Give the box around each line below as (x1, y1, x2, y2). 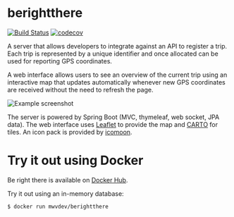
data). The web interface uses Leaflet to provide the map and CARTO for (7, 120, 218, 128)
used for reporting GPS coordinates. (7, 56, 113, 65)
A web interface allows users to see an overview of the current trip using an (7, 70, 228, 79)
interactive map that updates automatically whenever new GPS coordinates (7, 77, 226, 86)
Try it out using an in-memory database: (7, 189, 125, 198)
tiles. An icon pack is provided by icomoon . (7, 128, 133, 136)
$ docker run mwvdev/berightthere (7, 203, 109, 210)
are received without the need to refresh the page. (7, 85, 154, 94)
